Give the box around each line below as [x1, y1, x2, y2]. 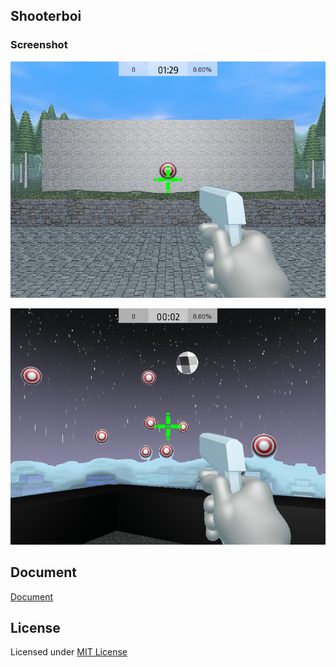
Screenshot [10, 38, 68, 52]
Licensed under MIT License [10, 646, 128, 658]
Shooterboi [10, 8, 82, 25]
